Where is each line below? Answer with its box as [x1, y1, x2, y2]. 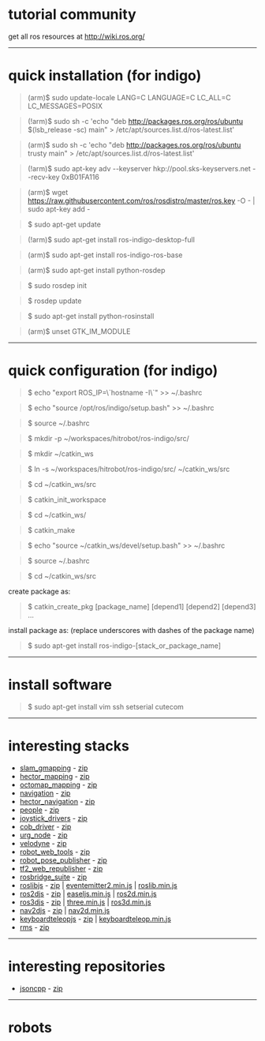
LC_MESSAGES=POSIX [27, 101, 103, 110]
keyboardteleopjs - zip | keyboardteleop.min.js [19, 914, 172, 923]
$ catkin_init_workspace [27, 495, 106, 504]
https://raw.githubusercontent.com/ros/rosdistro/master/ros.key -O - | [27, 196, 256, 205]
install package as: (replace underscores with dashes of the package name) [8, 625, 255, 635]
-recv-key [27, 172, 61, 182]
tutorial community [8, 6, 136, 24]
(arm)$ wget [27, 187, 69, 197]
